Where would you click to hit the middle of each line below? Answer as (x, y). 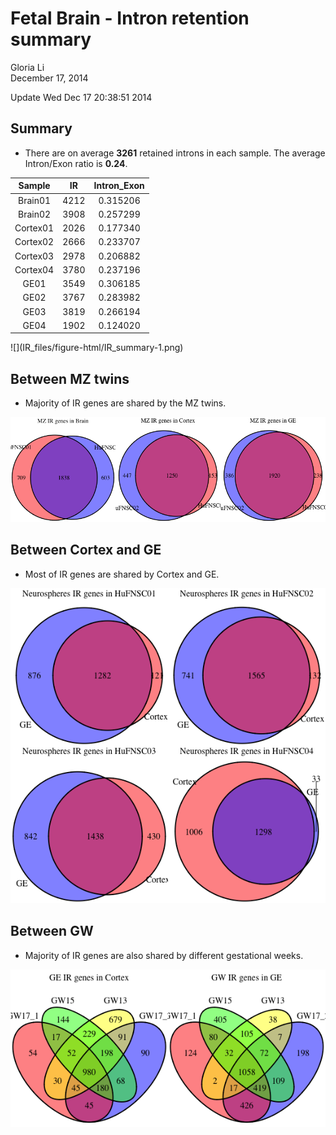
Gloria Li (27, 67)
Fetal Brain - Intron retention (130, 18)
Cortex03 (34, 256)
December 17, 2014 (49, 78)
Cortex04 (34, 269)
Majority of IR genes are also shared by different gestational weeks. (164, 955)
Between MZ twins (70, 378)
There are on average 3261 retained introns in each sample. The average (175, 153)
